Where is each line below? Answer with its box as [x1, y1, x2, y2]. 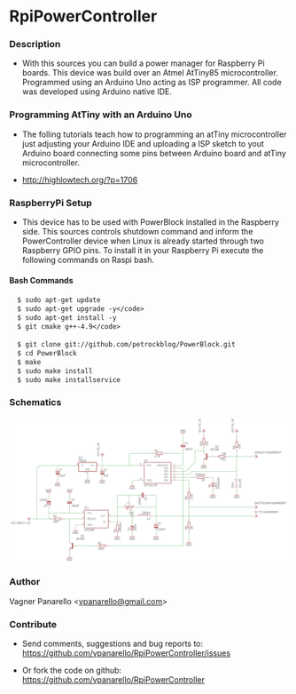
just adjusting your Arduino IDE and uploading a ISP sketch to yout [21, 138, 264, 148]
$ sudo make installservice [17, 376, 121, 385]
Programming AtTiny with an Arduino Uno [9, 108, 192, 121]
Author [9, 576, 41, 588]
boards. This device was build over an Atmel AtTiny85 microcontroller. [21, 68, 279, 78]
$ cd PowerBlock [17, 349, 77, 358]
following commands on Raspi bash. [21, 255, 155, 266]
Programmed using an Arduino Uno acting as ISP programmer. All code [21, 77, 282, 88]
